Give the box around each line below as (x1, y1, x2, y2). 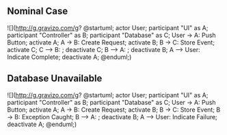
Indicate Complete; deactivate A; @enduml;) (7, 53, 132, 61)
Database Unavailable (7, 73, 103, 84)
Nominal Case (7, 5, 68, 17)
